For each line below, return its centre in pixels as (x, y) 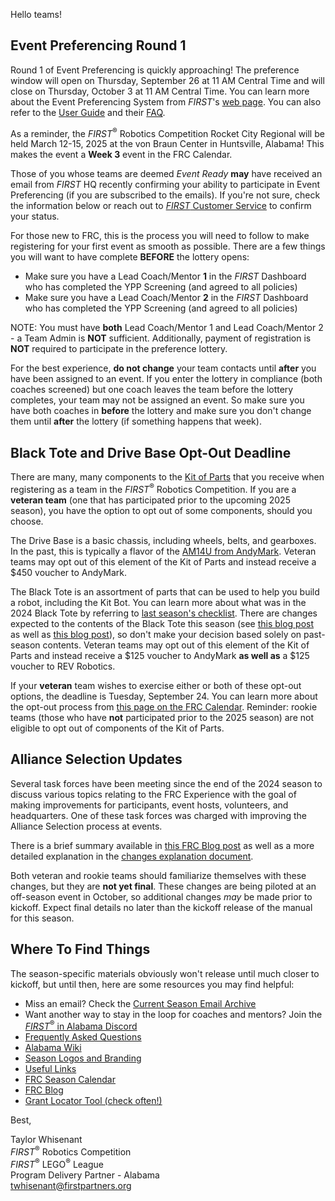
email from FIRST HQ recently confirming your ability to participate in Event (165, 185)
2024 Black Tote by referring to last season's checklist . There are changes (164, 613)
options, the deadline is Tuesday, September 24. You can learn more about (164, 696)
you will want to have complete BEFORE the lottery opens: (130, 257)
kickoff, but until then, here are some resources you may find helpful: (152, 984)
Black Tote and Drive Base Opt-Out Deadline (151, 452)
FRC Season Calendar (70, 1080)
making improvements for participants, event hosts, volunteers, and (149, 805)
